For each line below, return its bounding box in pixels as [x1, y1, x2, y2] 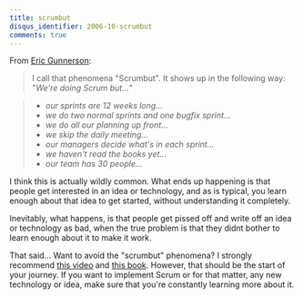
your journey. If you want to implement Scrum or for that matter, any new [9, 270, 282, 281]
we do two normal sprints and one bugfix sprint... [45, 110, 231, 121]
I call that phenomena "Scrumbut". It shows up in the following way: [31, 73, 286, 84]
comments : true [9, 30, 67, 39]
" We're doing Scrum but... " [31, 83, 134, 94]
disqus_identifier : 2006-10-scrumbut [9, 22, 153, 31]
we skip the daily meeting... [45, 129, 148, 140]
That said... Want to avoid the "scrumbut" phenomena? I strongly [9, 250, 253, 261]
